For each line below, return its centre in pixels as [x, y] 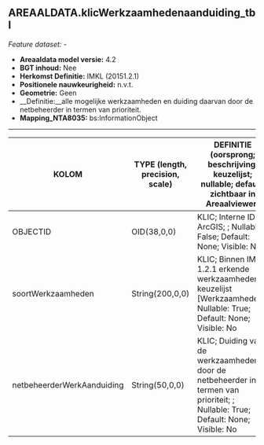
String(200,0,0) [161, 293]
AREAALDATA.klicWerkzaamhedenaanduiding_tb [132, 13]
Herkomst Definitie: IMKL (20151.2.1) [79, 76]
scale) [160, 184]
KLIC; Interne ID [226, 217]
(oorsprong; [233, 154]
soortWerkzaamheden [53, 293]
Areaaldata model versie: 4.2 [68, 59]
